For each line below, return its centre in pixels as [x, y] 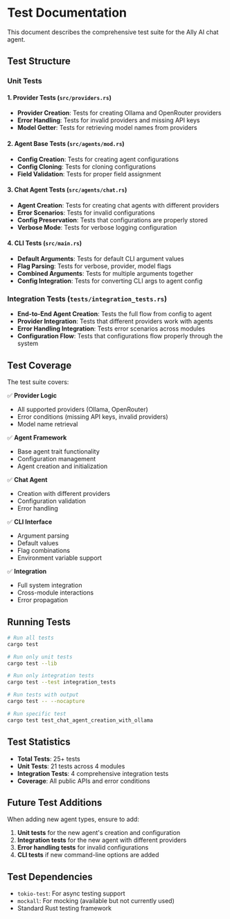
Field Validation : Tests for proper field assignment [89, 174]
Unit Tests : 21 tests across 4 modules [71, 766]
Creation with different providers [64, 494]
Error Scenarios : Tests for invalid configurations [86, 213]
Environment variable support [60, 558]
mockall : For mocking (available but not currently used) [96, 901]
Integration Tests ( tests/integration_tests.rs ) [87, 299]
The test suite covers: [38, 382]
